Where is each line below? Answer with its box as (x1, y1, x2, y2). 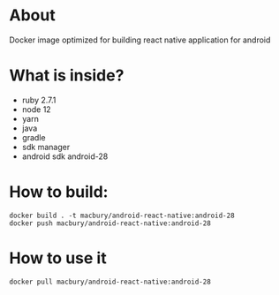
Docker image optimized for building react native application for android (9, 34, 271, 45)
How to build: (9, 182, 109, 202)
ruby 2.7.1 (21, 95, 57, 105)
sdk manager (21, 141, 71, 152)
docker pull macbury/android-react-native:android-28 (9, 277, 212, 286)
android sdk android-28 (21, 151, 109, 162)
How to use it (9, 248, 108, 268)
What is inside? (9, 65, 124, 86)
